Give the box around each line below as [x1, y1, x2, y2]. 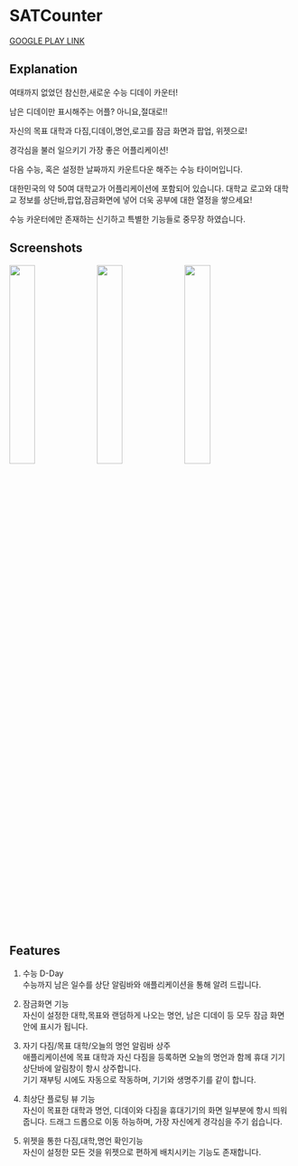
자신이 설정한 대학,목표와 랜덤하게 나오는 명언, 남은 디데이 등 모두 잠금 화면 [22, 1010, 285, 1021]
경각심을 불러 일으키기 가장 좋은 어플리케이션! [9, 144, 169, 155]
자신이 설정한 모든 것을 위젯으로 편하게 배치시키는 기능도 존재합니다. [22, 1147, 262, 1158]
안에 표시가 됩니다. [22, 1021, 88, 1032]
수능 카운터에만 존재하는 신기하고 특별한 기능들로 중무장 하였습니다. [9, 214, 246, 225]
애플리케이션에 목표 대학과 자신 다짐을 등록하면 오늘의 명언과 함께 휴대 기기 [22, 1052, 286, 1063]
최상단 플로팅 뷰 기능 [22, 1094, 96, 1104]
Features [9, 942, 61, 958]
